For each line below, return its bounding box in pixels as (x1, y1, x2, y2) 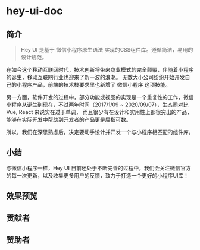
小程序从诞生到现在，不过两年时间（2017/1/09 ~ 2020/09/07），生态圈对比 (6, 101, 189, 108)
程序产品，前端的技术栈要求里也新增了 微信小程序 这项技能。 (21, 81, 171, 88)
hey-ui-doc (6, 4, 63, 18)
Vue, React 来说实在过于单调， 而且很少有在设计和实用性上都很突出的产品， (6, 109, 192, 115)
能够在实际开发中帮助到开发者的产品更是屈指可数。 (6, 116, 132, 123)
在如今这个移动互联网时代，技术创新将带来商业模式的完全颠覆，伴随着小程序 (6, 67, 194, 73)
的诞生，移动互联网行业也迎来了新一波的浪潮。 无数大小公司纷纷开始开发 (6, 74, 185, 81)
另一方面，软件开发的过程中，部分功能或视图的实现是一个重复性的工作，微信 (6, 94, 194, 100)
